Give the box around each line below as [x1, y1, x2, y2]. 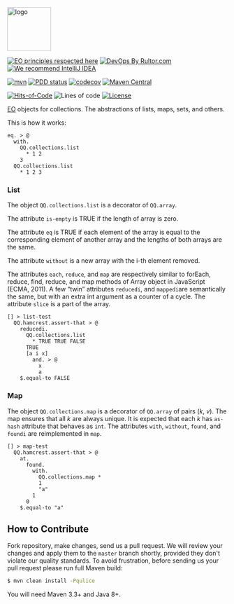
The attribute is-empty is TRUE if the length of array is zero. [7, 214, 179, 223]
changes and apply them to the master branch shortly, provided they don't [7, 549, 221, 558]
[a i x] [25, 350, 49, 357]
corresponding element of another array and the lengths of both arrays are [7, 235, 222, 244]
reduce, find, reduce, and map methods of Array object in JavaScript [7, 277, 205, 286]
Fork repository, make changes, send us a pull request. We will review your [7, 542, 224, 550]
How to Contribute [7, 523, 89, 535]
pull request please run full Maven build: [7, 564, 123, 572]
